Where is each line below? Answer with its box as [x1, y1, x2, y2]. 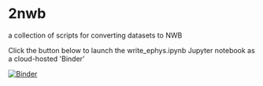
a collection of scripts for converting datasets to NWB [8, 30, 183, 40]
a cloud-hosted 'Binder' [8, 54, 85, 63]
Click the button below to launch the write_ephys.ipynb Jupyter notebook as [8, 45, 256, 55]
